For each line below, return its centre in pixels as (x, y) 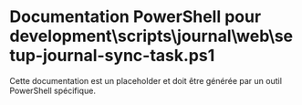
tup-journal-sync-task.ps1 (112, 56)
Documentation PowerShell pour (135, 17)
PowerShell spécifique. (52, 90)
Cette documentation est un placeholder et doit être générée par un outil (146, 80)
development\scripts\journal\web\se (151, 36)
